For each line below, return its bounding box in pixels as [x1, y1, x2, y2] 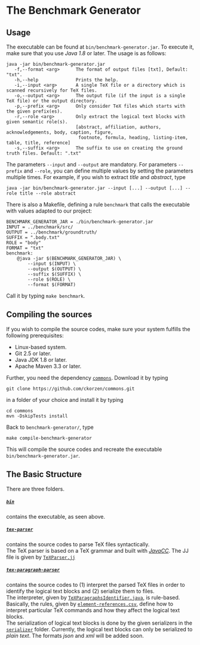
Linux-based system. [14, 343, 67, 350]
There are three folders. [6, 485, 64, 492]
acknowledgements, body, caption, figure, [6, 129, 113, 135]
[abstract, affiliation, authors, [75, 124, 162, 130]
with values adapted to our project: [6, 207, 93, 214]
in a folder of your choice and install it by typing [6, 396, 124, 403]
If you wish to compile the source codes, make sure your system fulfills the [6, 325, 190, 332]
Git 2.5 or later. [14, 350, 52, 357]
